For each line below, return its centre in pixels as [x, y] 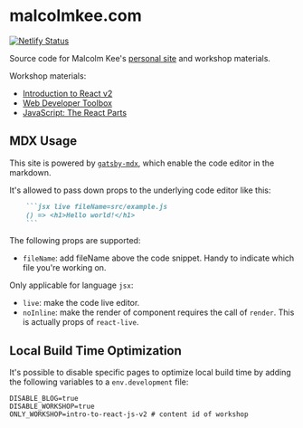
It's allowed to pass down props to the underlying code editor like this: [140, 190]
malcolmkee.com [76, 16]
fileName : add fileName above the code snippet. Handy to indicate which [158, 258]
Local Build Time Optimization [96, 351]
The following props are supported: [75, 241]
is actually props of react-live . [80, 322]
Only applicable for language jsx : [71, 285]
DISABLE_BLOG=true [44, 399]
